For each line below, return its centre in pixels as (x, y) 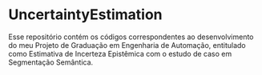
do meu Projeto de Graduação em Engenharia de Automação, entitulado (127, 45)
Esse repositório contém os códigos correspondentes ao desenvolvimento (131, 37)
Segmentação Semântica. (51, 62)
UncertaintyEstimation (85, 15)
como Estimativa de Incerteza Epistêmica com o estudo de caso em (120, 53)
